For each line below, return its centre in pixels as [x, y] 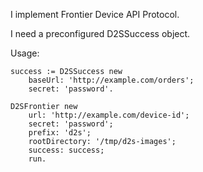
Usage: [25, 53]
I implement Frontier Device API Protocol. [95, 14]
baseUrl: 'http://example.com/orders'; [111, 80]
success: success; [66, 150]
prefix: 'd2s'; [60, 133]
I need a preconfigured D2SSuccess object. [100, 33]
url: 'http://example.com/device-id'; [109, 115]
